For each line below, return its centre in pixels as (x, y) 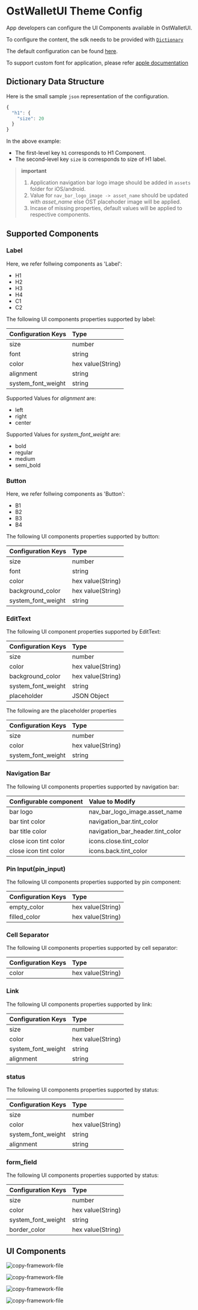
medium (25, 458)
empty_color (26, 907)
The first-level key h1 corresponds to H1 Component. (80, 153)
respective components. (60, 214)
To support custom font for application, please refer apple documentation (97, 63)
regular (24, 452)
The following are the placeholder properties (61, 711)
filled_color (25, 917)
